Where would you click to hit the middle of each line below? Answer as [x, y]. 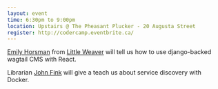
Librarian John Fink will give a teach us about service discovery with [105, 73]
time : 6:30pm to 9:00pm [41, 20]
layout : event [28, 13]
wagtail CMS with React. [42, 60]
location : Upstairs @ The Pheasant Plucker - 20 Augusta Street [101, 26]
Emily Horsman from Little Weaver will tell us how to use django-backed [109, 52]
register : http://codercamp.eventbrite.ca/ [71, 33]
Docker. [18, 80]
